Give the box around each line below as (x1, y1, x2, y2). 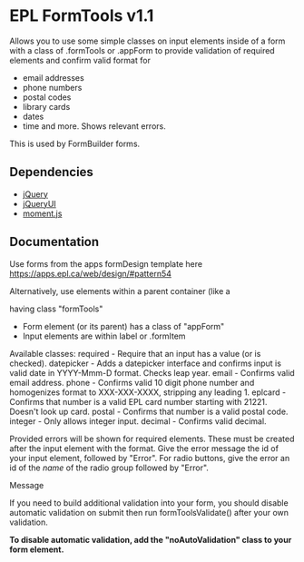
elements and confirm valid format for (9, 54, 152, 65)
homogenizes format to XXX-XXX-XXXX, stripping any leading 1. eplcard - (9, 387, 287, 398)
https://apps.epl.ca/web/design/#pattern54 (9, 268, 172, 279)
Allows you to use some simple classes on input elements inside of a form (9, 35, 286, 46)
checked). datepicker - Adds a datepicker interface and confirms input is (9, 358, 281, 369)
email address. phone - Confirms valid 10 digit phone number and (9, 377, 255, 388)
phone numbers (22, 82, 83, 93)
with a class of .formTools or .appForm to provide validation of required (9, 44, 275, 55)
